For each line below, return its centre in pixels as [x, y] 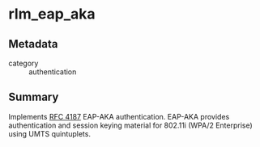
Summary [34, 97]
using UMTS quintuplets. [50, 133]
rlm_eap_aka [52, 14]
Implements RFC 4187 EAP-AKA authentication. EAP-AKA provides [119, 116]
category [23, 63]
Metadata [33, 44]
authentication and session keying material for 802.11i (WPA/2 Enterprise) [130, 125]
